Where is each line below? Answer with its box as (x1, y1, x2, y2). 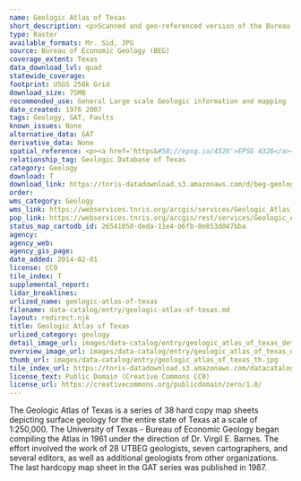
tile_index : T (9, 272, 63, 281)
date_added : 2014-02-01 (9, 255, 99, 265)
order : (9, 188, 34, 197)
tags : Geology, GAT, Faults (9, 113, 115, 122)
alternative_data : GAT (9, 130, 94, 139)
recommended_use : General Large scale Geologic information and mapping (9, 96, 287, 106)
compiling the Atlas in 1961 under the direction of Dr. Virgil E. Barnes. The (9, 433, 279, 444)
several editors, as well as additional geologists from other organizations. (9, 452, 279, 463)
